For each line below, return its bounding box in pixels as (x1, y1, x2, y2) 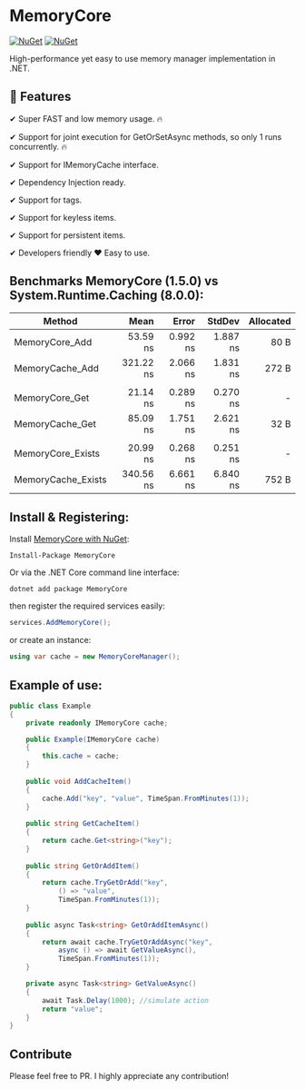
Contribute (9, 1046, 73, 1062)
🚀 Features (9, 89, 72, 104)
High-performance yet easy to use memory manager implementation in (9, 53, 276, 64)
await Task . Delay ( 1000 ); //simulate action (42, 996, 209, 1005)
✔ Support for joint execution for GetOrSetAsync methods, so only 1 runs (9, 131, 282, 142)
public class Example (9, 701, 92, 710)
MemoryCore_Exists (14, 447, 101, 460)
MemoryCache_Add (14, 362, 100, 374)
